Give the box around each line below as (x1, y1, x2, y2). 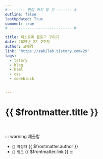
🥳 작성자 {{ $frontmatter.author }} (12, 143, 78, 149)
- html (9, 67, 23, 72)
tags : (5, 53, 16, 58)
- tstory (9, 58, 28, 63)
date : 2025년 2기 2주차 (5, 39, 50, 45)
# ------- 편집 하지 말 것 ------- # (5, 7, 77, 12)
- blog (9, 63, 23, 68)
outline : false (5, 12, 37, 17)
